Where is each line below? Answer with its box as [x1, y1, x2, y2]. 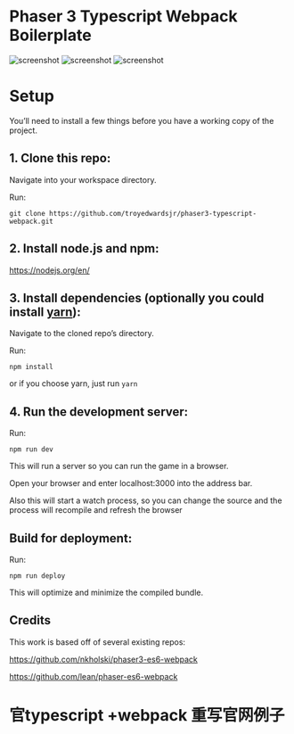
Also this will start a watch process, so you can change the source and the [9, 495, 282, 506]
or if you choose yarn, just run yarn [9, 378, 138, 389]
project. [9, 125, 38, 136]
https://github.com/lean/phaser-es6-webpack [9, 671, 178, 681]
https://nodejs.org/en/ [9, 265, 91, 276]
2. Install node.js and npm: [9, 241, 159, 256]
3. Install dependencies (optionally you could [9, 290, 265, 305]
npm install [9, 363, 53, 372]
